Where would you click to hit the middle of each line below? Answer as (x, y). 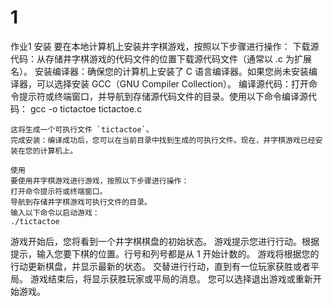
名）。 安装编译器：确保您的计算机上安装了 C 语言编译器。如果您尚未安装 (160, 71)
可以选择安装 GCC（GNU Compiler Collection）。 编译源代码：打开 (172, 83)
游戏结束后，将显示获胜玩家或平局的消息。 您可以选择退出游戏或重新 (171, 278)
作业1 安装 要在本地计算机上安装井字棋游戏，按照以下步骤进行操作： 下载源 (165, 46)
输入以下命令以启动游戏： (55, 212)
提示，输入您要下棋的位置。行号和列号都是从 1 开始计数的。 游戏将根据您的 (165, 253)
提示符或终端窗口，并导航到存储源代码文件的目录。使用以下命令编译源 (163, 96)
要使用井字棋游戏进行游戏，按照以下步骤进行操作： (100, 181)
